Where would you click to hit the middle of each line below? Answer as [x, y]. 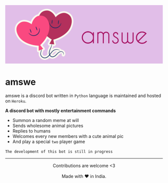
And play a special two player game [49, 141]
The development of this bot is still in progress [59, 152]
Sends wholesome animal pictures [48, 126]
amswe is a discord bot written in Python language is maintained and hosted [83, 96]
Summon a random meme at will [45, 120]
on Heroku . [16, 101]
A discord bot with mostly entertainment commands [60, 111]
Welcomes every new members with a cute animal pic [68, 136]
